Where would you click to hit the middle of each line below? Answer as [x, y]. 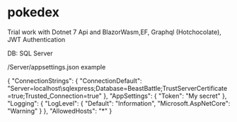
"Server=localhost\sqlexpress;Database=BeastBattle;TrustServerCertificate [117, 88]
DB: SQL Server [30, 53]
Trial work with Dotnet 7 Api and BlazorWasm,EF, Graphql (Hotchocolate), [114, 32]
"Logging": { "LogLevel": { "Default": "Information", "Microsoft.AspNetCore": [119, 103]
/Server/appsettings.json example [57, 67]
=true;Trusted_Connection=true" [55, 96]
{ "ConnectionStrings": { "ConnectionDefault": [75, 81]
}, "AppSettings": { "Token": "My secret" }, [165, 96]
